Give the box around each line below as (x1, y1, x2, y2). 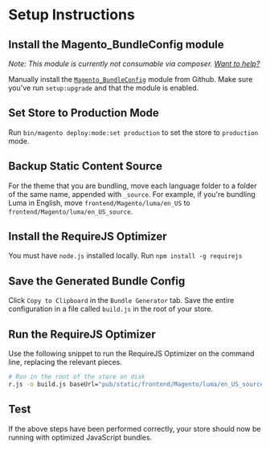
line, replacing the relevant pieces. (8, 358, 122, 367)
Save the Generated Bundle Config (8, 274, 186, 288)
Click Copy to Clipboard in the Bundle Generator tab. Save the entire (8, 296, 235, 305)
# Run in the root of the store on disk (8, 373, 146, 381)
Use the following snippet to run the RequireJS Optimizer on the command (8, 349, 255, 358)
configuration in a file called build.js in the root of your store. (8, 304, 214, 314)
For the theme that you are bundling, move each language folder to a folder (8, 181, 257, 190)
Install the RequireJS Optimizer (8, 230, 167, 243)
